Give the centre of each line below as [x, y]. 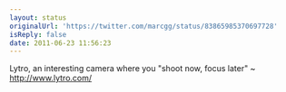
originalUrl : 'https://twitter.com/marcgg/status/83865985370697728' [144, 26]
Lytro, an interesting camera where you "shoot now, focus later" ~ [133, 69]
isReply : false [38, 34]
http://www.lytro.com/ [51, 78]
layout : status [38, 18]
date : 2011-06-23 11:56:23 [60, 43]
